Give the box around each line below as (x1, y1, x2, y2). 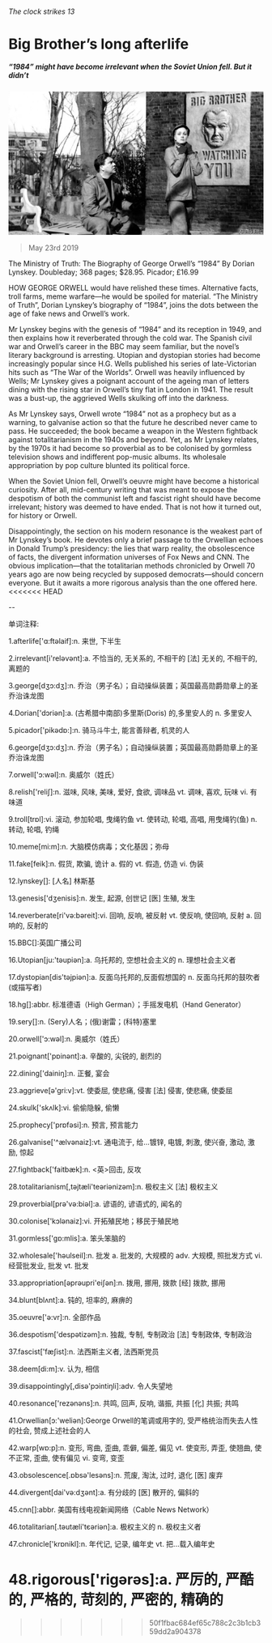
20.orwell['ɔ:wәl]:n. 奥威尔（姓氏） (8, 1034, 125, 1044)
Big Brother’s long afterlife (8, 35, 189, 53)
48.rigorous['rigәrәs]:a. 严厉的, (8, 1571, 223, 1589)
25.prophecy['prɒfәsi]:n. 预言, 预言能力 (8, 1120, 139, 1130)
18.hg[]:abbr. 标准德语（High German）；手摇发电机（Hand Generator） (8, 1000, 245, 1010)
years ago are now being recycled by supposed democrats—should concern (8, 569, 264, 579)
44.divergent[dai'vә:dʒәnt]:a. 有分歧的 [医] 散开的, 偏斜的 (8, 1488, 200, 1497)
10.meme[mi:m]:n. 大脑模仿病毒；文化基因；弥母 (8, 842, 170, 852)
